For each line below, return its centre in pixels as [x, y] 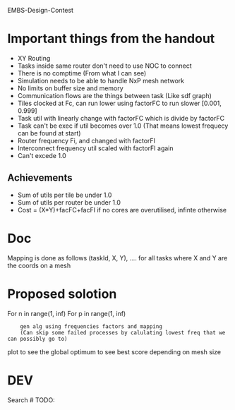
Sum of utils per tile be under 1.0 [65, 195]
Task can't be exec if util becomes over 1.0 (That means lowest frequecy [123, 126]
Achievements [40, 178]
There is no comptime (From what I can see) [82, 73]
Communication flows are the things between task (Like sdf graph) [114, 95]
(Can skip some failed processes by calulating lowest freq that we [123, 332]
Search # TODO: [31, 400]
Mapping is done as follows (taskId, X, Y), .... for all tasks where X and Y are [117, 258]
